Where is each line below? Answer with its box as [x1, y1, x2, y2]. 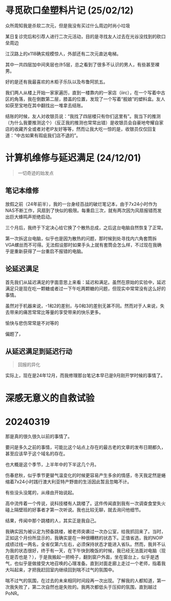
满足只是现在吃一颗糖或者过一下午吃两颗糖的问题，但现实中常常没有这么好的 [5, 285, 166, 292]
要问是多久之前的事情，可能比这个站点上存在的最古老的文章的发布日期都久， [5, 444, 166, 450]
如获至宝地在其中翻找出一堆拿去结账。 [5, 102, 85, 108]
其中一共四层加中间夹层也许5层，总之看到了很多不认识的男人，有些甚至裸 [5, 61, 160, 67]
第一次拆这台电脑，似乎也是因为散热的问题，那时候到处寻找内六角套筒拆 [5, 235, 157, 242]
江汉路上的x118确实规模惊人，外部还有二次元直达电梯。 [5, 51, 121, 57]
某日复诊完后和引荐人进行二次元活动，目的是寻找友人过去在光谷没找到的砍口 [5, 33, 166, 39]
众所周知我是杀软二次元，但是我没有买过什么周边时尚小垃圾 [5, 22, 130, 29]
